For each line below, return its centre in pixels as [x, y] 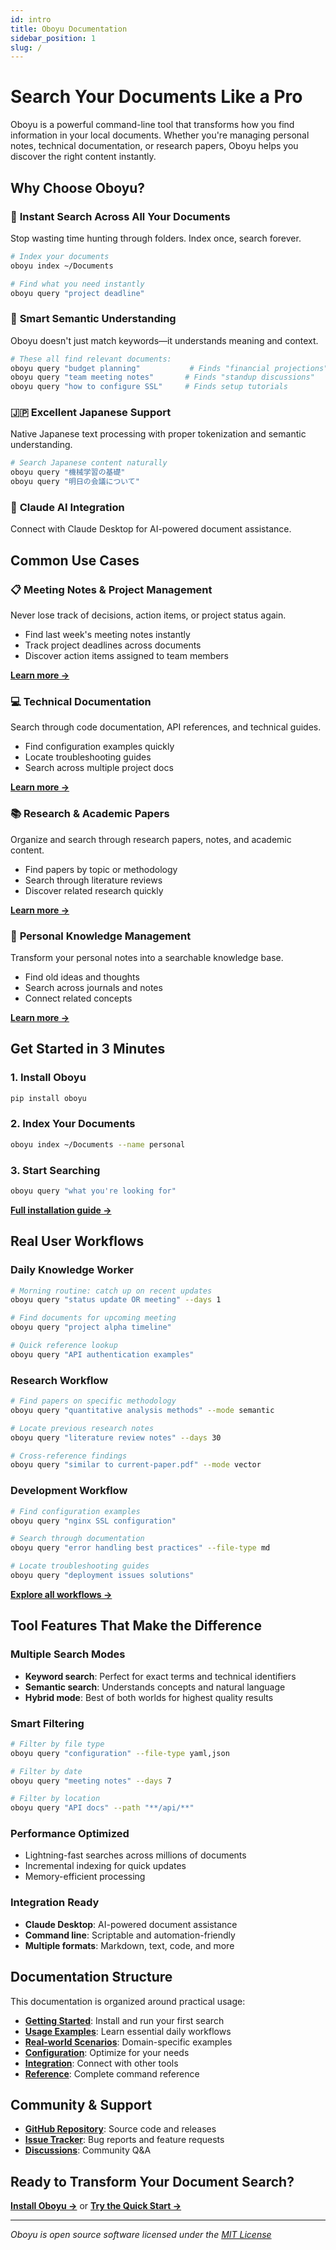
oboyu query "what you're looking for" [93, 1191]
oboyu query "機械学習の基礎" [68, 472]
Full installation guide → [61, 1210]
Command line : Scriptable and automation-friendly [130, 1935]
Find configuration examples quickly [99, 747]
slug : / [26, 47]
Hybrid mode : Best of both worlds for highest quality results [149, 1697]
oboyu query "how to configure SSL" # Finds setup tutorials [149, 387]
